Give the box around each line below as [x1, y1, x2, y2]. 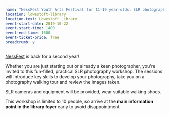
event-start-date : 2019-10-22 [5, 21, 69, 26]
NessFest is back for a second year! [5, 53, 80, 59]
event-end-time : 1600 [5, 30, 51, 35]
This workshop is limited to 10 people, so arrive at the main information [5, 98, 154, 104]
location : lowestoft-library [5, 12, 66, 17]
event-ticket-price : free [5, 35, 59, 40]
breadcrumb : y [5, 40, 35, 45]
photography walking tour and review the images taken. [5, 79, 121, 85]
